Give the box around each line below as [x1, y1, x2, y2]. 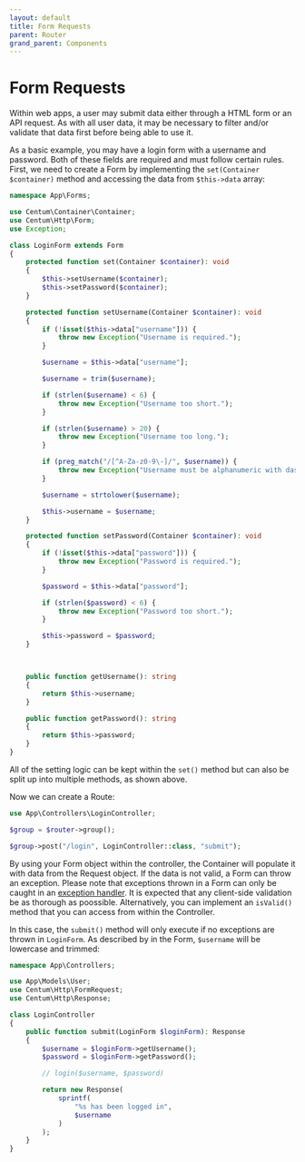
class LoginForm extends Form [9, 241, 124, 250]
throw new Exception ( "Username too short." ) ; [57, 399, 233, 409]
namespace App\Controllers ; [9, 960, 116, 970]
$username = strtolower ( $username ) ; [42, 490, 181, 499]
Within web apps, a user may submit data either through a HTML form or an [9, 108, 292, 119]
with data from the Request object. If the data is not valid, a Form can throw [9, 868, 292, 879]
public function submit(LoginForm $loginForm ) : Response [25, 1027, 246, 1036]
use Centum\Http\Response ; [9, 994, 112, 1003]
